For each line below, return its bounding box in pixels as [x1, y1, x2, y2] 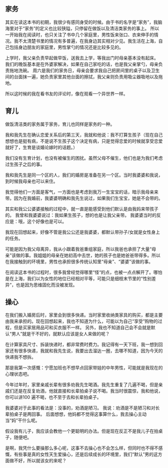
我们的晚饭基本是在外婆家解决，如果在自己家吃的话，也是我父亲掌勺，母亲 [5, 61, 158, 67]
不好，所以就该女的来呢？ [13, 457, 66, 463]
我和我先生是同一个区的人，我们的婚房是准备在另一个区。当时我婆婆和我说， [5, 172, 163, 178]
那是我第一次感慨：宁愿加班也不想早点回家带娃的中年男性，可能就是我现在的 [5, 365, 163, 371]
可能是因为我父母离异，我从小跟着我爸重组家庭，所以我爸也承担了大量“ [5, 246, 152, 252]
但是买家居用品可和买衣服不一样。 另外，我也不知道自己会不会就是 [13, 324, 151, 330]
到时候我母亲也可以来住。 [5, 178, 58, 184]
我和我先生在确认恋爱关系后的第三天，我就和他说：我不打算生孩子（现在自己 [5, 132, 163, 138]
